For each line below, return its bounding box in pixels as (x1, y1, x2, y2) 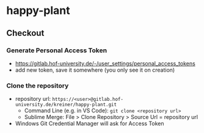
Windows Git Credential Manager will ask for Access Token (15, 120, 164, 128)
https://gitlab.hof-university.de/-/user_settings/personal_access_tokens (15, 60, 195, 67)
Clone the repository (6, 81, 69, 90)
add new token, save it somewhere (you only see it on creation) (15, 66, 175, 73)
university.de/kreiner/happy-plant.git (15, 101, 117, 108)
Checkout (6, 28, 45, 38)
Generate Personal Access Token (6, 46, 107, 55)
